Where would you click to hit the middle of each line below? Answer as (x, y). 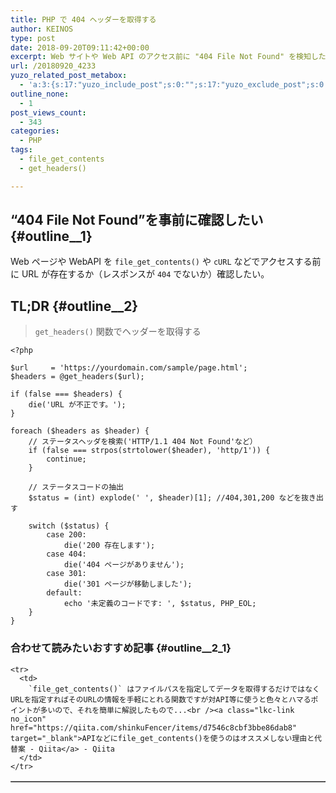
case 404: (66, 554)
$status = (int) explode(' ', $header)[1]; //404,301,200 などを (165, 498)
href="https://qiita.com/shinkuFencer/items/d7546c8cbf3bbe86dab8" (154, 727)
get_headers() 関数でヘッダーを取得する (118, 332)
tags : (21, 150)
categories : (35, 131)
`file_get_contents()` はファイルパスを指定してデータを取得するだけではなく (174, 689)
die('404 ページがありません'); (124, 565)
